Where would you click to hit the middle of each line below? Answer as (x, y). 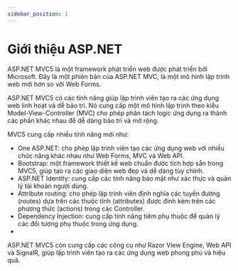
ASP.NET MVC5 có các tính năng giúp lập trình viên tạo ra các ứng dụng (113, 97)
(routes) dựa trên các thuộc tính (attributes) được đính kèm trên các (117, 201)
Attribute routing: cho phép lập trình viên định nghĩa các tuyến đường (119, 193)
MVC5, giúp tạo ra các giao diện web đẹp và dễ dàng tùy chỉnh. (111, 171)
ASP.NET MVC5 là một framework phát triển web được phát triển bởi (108, 69)
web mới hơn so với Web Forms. (54, 84)
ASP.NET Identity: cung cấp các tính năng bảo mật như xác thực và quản (124, 178)
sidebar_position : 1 (38, 14)
